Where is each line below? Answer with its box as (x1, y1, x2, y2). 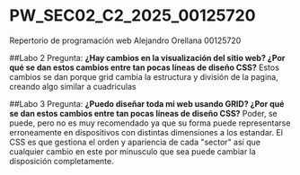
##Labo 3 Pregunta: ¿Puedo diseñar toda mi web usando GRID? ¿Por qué (9, 98, 285, 109)
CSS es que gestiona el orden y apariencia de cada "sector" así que (9, 136, 260, 147)
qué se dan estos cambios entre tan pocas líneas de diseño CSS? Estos (9, 62, 280, 73)
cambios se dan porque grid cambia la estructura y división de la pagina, (9, 71, 278, 82)
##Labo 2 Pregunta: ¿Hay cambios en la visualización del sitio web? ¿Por (9, 52, 286, 63)
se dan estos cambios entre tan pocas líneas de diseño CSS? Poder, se (9, 108, 278, 118)
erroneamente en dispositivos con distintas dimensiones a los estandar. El (9, 127, 283, 137)
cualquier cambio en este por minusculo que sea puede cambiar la (9, 145, 256, 157)
